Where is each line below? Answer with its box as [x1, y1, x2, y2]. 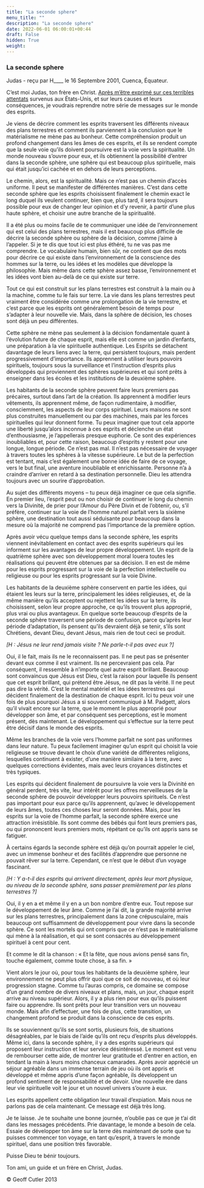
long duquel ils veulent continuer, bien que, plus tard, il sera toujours [6, 196, 178, 204]
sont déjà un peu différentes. [6, 318, 79, 325]
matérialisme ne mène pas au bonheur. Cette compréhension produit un [6, 133, 187, 140]
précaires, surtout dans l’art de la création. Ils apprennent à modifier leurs [6, 393, 191, 400]
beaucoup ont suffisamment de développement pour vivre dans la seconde [6, 919, 195, 927]
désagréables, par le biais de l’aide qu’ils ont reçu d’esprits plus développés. [6, 1032, 198, 1040]
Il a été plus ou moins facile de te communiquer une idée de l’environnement [6, 221, 198, 229]
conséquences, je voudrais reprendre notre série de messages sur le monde [6, 102, 198, 109]
